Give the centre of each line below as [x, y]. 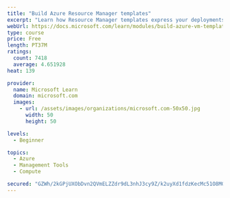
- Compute [27, 172]
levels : [18, 134]
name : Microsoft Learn [46, 90]
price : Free [24, 39]
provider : [21, 83]
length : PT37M [27, 45]
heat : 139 [21, 71]
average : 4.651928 [40, 64]
